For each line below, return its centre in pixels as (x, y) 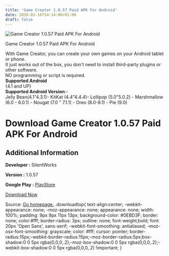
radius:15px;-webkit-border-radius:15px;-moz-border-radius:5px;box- (79, 237)
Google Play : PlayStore (30, 185)
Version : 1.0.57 (22, 175)
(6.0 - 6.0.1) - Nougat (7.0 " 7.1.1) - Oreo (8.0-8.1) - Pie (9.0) (66, 103)
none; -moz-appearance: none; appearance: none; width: (93, 210)
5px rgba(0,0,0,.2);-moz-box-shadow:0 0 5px (79, 242)
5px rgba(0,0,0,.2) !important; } (89, 248)
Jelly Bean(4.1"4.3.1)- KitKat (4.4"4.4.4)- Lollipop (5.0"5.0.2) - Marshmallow (84, 97)
